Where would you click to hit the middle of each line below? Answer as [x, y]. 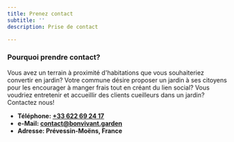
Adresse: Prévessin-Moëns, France [70, 131]
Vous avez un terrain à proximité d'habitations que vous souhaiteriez [106, 72]
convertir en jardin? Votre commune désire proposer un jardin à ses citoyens [117, 80]
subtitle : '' [26, 20]
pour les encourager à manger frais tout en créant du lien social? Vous [109, 87]
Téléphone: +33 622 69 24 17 [61, 115]
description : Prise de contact [53, 27]
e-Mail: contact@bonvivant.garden [70, 123]
